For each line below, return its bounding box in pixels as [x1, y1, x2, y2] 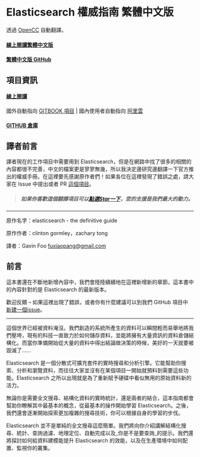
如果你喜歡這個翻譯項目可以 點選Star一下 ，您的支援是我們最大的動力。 [20, 195, 193, 202]
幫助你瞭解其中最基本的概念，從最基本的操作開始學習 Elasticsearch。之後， [6, 402, 192, 409]
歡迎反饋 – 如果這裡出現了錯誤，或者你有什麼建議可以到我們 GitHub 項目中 [6, 298, 189, 305]
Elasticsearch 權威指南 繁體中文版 [6, 5, 174, 19]
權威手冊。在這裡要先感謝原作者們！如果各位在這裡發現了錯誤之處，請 [16, 173, 189, 180]
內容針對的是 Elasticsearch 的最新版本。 [11, 286, 110, 293]
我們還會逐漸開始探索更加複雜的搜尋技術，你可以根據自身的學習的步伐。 [6, 409, 183, 416]
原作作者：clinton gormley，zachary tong [6, 230, 108, 237]
